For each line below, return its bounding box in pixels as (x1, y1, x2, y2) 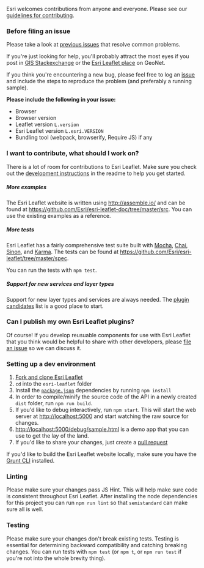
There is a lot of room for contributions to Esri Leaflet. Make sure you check (6, 163, 197, 170)
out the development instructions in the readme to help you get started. (6, 170, 186, 177)
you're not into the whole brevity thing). (6, 554, 106, 562)
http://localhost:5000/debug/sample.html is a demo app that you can (15, 425, 189, 433)
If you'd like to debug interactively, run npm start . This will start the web (15, 406, 197, 414)
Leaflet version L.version (15, 121, 79, 128)
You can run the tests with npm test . (6, 266, 97, 274)
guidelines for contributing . (6, 12, 75, 19)
